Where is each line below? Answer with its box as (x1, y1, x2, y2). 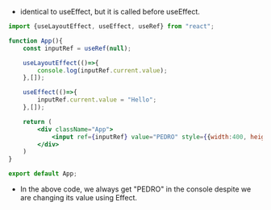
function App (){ (8, 36, 63, 45)
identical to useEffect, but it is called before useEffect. (19, 7, 200, 16)
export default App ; (8, 170, 78, 178)
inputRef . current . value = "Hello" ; (37, 96, 157, 104)
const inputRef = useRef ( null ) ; (23, 44, 131, 52)
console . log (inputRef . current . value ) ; (37, 66, 168, 75)
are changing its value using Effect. (19, 193, 138, 202)
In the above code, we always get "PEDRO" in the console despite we (19, 184, 252, 194)
